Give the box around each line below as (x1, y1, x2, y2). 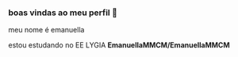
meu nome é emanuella (8, 25, 85, 35)
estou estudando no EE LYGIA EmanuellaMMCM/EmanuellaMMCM (8, 40, 230, 50)
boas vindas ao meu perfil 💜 (8, 7, 117, 18)
